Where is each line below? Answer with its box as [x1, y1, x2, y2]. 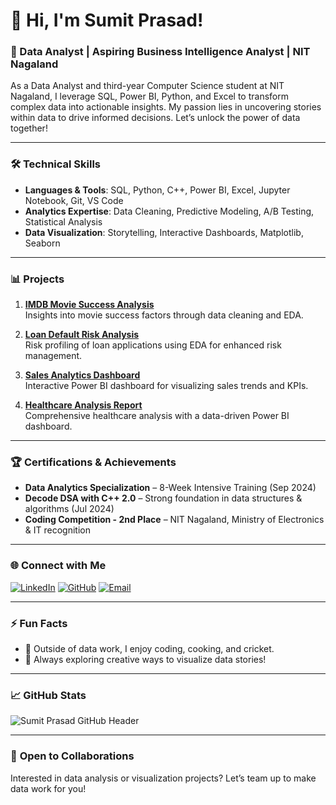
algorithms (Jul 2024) [24, 503, 115, 515]
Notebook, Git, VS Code [24, 194, 124, 206]
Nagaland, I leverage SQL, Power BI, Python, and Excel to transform [10, 90, 289, 103]
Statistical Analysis [24, 215, 103, 228]
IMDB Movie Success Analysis [24, 299, 155, 311]
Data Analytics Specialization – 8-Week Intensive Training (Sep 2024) [24, 482, 317, 494]
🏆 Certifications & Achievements [10, 455, 177, 469]
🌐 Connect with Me [10, 559, 107, 573]
